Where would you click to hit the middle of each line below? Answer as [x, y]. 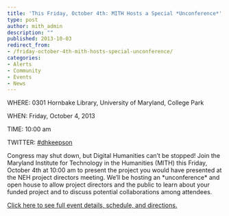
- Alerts [20, 64]
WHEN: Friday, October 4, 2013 [51, 116]
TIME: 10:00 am [29, 129]
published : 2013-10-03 [39, 39]
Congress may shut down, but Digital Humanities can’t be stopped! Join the [114, 156]
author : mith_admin [35, 26]
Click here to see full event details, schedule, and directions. [92, 205]
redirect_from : [29, 45]
